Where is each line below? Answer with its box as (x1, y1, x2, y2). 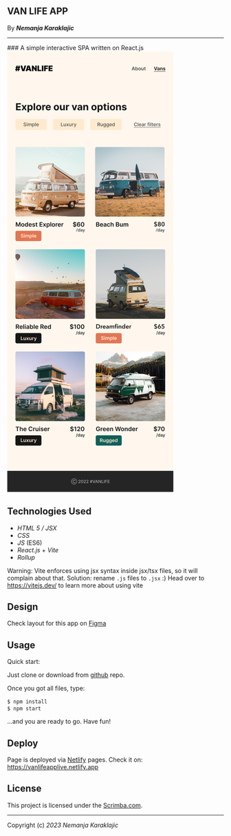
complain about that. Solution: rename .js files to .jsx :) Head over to (7, 574, 205, 582)
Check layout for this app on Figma (7, 619, 107, 627)
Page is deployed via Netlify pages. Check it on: (7, 755, 143, 764)
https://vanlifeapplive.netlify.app (7, 763, 99, 771)
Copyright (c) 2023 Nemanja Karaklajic (7, 821, 119, 829)
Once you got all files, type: (7, 685, 85, 693)
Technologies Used (7, 505, 91, 517)
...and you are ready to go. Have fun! (7, 718, 111, 726)
